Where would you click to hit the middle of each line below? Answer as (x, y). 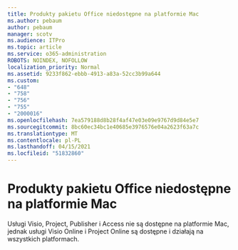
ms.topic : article (35, 47)
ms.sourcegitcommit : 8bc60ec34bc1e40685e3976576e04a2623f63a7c (103, 127)
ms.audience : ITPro (36, 41)
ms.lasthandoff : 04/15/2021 (49, 147)
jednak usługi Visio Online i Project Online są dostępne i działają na (105, 231)
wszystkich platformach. (43, 239)
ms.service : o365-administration (57, 54)
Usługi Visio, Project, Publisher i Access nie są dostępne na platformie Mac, (118, 224)
